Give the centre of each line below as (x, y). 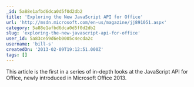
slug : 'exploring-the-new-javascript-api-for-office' (73, 33)
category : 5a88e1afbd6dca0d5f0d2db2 (51, 28)
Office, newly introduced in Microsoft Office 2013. (66, 78)
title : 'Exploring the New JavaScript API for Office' (75, 17)
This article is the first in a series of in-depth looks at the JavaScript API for (97, 71)
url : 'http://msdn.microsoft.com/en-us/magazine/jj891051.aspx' (86, 22)
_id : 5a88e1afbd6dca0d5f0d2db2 (44, 11)
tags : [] (17, 55)
